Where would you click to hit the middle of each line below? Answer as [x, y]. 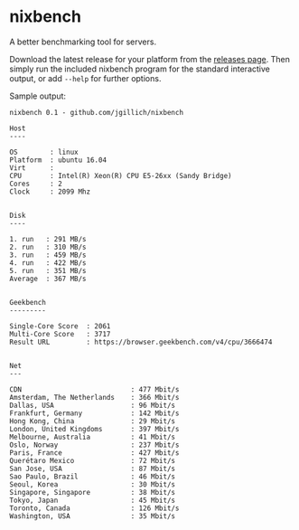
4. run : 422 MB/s [48, 263]
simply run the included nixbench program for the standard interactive [140, 69]
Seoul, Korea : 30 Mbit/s [93, 484]
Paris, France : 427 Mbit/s [94, 453]
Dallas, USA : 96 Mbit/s [93, 405]
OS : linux [44, 152]
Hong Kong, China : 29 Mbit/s [93, 421]
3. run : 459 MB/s [48, 255]
